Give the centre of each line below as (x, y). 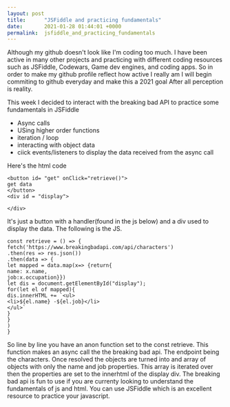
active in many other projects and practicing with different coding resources (115, 60)
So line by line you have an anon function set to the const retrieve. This (108, 345)
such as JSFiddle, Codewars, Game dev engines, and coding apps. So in (110, 67)
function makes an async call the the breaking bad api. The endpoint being (113, 352)
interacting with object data (56, 145)
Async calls (33, 123)
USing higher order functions (58, 130)
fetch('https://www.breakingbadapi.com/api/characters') (91, 248)
